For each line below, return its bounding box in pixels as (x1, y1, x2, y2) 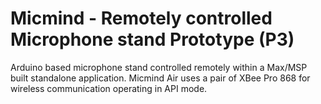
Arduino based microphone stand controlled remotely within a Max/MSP (10, 61, 308, 73)
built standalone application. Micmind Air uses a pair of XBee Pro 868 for (10, 72, 311, 84)
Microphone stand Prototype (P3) (10, 28, 295, 51)
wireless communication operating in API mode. (10, 82, 208, 94)
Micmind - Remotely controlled (10, 7, 273, 30)
